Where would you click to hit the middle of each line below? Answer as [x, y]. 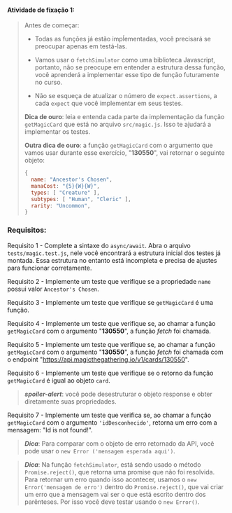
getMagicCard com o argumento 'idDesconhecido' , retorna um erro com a [113, 422]
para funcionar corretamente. [50, 268]
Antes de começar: [52, 25]
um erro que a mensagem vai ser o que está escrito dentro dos [115, 494]
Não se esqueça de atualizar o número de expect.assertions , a [126, 96]
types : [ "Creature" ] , [65, 193]
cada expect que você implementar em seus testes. [109, 103]
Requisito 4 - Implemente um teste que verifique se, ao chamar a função [111, 323]
